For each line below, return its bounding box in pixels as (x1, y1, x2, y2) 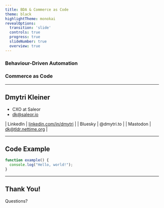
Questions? (5, 198, 28, 204)
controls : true (9, 30, 41, 35)
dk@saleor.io (12, 111, 39, 117)
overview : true (9, 44, 41, 48)
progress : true (9, 35, 41, 40)
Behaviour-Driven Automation (5, 60, 78, 67)
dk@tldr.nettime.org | (5, 126, 48, 132)
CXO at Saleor (12, 106, 41, 112)
